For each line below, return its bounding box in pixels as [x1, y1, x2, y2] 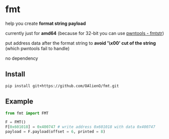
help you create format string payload [5, 20, 86, 26]
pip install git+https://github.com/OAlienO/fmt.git [5, 83, 119, 88]
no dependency [5, 55, 38, 61]
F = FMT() [5, 120, 26, 125]
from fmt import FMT [5, 111, 49, 116]
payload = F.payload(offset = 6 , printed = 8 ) [5, 129, 106, 134]
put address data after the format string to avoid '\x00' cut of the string [5, 40, 156, 46]
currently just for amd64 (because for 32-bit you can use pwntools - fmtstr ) [5, 30, 164, 36]
